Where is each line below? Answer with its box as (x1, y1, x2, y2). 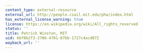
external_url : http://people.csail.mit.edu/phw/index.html (5, 12, 134, 17)
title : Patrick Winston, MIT (5, 31, 67, 36)
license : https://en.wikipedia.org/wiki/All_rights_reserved (5, 21, 138, 27)
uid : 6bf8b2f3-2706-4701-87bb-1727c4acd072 (5, 36, 100, 41)
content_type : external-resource (5, 7, 77, 13)
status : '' (5, 26, 29, 31)
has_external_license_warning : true (5, 17, 83, 22)
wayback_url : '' (5, 40, 40, 45)
